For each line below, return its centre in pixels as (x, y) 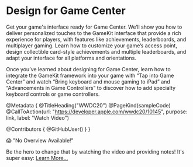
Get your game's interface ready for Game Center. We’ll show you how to (94, 27)
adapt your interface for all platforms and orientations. (71, 58)
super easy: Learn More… (37, 158)
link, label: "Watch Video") (37, 117)
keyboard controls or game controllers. (53, 94)
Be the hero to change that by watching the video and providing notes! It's (95, 152)
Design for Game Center (66, 11)
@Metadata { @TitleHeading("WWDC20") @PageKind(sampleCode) (88, 105)
